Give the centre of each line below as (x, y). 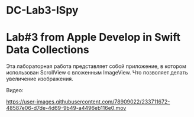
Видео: (15, 90)
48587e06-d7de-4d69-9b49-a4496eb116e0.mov (66, 108)
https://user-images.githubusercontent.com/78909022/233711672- (88, 102)
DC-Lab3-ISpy (42, 10)
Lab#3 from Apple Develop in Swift (93, 38)
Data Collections (48, 50)
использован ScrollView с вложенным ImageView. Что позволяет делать (97, 73)
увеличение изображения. (40, 79)
